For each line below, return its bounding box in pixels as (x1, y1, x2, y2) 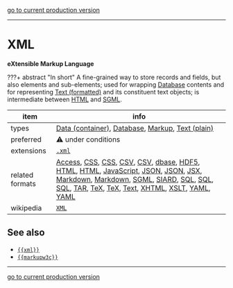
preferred (10, 135, 42, 144)
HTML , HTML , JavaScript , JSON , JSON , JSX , (55, 166, 202, 176)
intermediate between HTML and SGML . (7, 95, 123, 103)
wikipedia (10, 203, 42, 212)
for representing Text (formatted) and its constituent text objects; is (7, 87, 200, 96)
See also (7, 227, 45, 239)
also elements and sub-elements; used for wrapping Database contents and (7, 80, 225, 89)
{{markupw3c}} (17, 253, 58, 261)
